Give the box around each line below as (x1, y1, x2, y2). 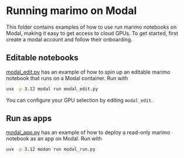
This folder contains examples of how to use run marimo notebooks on (6, 23, 177, 30)
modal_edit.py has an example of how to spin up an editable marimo (6, 68, 171, 75)
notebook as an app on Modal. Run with (6, 135, 103, 142)
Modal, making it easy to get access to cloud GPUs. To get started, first (6, 29, 179, 36)
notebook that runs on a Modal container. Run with (6, 74, 128, 81)
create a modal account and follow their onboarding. (6, 36, 133, 43)
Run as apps (6, 114, 52, 123)
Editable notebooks (6, 53, 79, 63)
